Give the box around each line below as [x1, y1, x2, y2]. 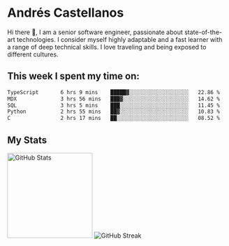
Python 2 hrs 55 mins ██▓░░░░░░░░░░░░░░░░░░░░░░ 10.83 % [7, 108, 220, 116]
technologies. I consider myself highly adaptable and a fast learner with [16, 35, 223, 43]
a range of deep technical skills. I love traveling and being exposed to [7, 43, 207, 51]
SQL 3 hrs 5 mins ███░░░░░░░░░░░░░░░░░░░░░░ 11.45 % [7, 102, 220, 109]
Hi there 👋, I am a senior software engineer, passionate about [7, 28, 184, 36]
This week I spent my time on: [7, 70, 140, 82]
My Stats [7, 134, 47, 146]
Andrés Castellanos [7, 5, 124, 21]
